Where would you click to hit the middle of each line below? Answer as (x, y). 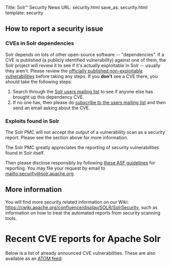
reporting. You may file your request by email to (55, 168)
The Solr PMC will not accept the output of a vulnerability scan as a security (85, 132)
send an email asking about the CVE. (51, 108)
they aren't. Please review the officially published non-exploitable (74, 70)
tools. (11, 218)
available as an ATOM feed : (34, 258)
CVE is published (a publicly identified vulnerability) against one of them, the (86, 60)
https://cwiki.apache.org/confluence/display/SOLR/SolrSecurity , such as (81, 207)
